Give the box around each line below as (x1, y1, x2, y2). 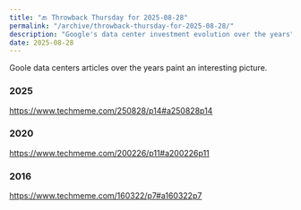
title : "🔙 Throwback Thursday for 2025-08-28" (9, 13, 188, 22)
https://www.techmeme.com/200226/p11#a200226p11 (9, 147, 211, 158)
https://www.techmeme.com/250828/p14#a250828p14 (9, 105, 213, 116)
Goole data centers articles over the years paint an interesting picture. (9, 63, 268, 73)
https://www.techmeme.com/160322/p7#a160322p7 (9, 190, 202, 201)
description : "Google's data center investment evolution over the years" (9, 29, 295, 38)
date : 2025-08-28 (9, 38, 74, 47)
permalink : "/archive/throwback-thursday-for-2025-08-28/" (9, 21, 235, 30)
